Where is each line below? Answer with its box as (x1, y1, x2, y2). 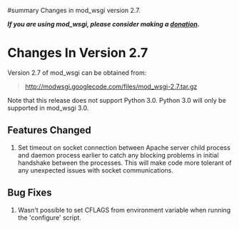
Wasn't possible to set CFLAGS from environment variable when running (17, 205, 231, 214)
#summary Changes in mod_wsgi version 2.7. (7, 6, 141, 14)
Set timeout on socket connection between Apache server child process (17, 143, 230, 152)
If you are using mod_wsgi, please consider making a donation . (7, 20, 200, 28)
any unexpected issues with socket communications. (17, 166, 173, 174)
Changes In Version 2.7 (7, 45, 148, 61)
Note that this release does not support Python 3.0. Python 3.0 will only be (7, 96, 226, 104)
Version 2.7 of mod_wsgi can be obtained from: (7, 68, 147, 77)
